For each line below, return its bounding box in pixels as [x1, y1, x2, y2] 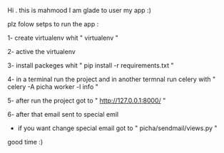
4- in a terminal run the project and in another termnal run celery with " [7, 75, 216, 83]
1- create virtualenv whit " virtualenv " [7, 33, 119, 42]
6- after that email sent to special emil [7, 110, 119, 118]
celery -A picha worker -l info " [7, 83, 98, 91]
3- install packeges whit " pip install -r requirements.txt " [7, 61, 174, 70]
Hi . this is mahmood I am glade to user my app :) [7, 6, 151, 14]
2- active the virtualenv [7, 48, 76, 56]
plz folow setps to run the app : [7, 20, 99, 28]
